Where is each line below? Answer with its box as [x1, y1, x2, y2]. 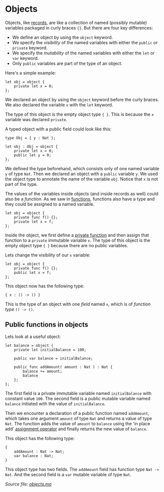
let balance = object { [5, 343, 54, 348]
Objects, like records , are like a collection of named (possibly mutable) [5, 20, 147, 26]
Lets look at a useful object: [5, 334, 61, 339]
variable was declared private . [5, 116, 68, 122]
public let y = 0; [14, 153, 51, 157]
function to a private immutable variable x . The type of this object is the [5, 237, 150, 243]
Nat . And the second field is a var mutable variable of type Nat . [5, 471, 132, 477]
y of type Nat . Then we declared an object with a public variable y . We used [5, 171, 158, 177]
